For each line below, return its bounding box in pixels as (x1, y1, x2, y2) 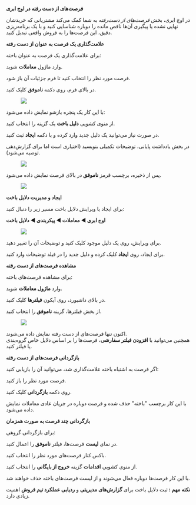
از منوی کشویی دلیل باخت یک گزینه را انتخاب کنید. (6, 120, 115, 127)
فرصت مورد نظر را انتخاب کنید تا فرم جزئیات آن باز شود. (6, 75, 131, 81)
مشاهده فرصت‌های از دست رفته (6, 262, 77, 269)
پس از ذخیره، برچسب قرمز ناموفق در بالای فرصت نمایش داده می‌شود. (6, 171, 162, 179)
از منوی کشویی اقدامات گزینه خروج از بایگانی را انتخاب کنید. (6, 463, 137, 470)
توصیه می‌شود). (6, 149, 41, 156)
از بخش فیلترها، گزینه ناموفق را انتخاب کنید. (6, 308, 102, 315)
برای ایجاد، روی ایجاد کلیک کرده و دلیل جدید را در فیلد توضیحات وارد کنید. (6, 250, 165, 258)
